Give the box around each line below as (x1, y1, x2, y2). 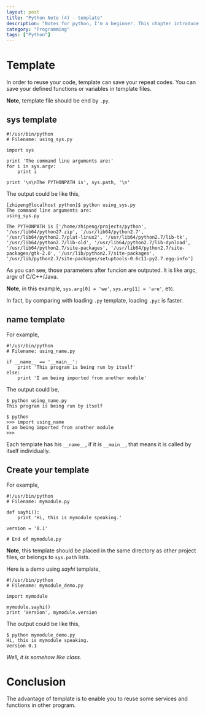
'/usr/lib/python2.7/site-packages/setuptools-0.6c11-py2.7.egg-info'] (6, 255, 193, 261)
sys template (6, 115, 57, 125)
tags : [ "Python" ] (6, 32, 51, 38)
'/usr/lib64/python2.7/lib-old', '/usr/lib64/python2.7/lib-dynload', (6, 239, 191, 245)
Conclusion (6, 674, 66, 689)
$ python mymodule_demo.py (6, 632, 75, 638)
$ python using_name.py (6, 397, 68, 404)
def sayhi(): (6, 509, 40, 516)
